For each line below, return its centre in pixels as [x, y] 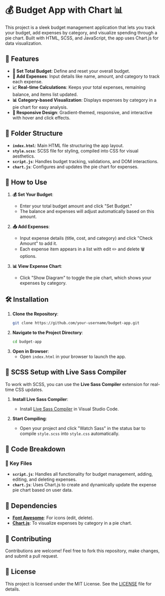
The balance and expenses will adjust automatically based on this [87, 211]
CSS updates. [29, 390]
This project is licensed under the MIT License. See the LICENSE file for [79, 584]
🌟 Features [22, 59]
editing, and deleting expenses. [44, 479]
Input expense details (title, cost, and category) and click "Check [86, 238]
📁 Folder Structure [34, 133]
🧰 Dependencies [31, 505]
